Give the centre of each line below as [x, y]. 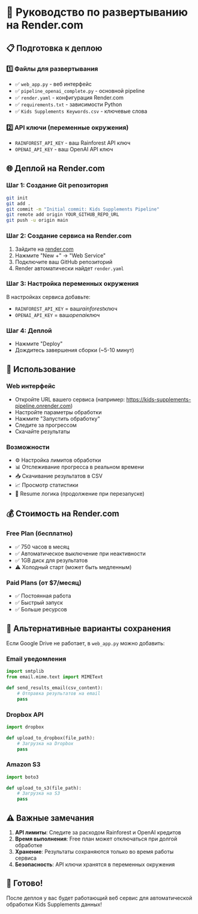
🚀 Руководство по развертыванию [97, 12]
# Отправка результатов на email [59, 693]
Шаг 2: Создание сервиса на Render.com [69, 236]
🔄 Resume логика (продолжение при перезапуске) [80, 494]
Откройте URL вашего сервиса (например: [70, 399]
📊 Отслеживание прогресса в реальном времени [79, 467]
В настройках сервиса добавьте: [48, 297]
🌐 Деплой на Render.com [55, 168]
